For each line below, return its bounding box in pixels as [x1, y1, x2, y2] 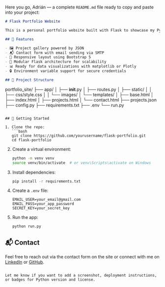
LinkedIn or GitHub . [5, 259, 44, 265]
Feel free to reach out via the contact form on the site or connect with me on [5, 254, 160, 260]
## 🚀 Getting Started [5, 116, 50, 121]
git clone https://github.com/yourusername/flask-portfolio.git [11, 133, 146, 138]
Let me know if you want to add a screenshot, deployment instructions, [5, 273, 157, 278]
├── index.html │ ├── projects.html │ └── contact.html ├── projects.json [5, 97, 157, 103]
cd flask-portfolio [11, 138, 52, 143]
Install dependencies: [12, 169, 56, 175]
